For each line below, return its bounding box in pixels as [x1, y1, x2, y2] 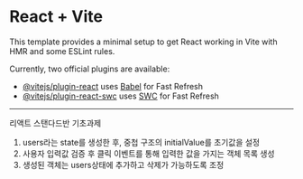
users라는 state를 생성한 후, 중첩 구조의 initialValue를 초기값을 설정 [22, 137, 260, 147]
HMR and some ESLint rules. [9, 45, 115, 56]
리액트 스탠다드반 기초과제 [9, 118, 102, 128]
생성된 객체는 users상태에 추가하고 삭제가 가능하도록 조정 [22, 159, 225, 170]
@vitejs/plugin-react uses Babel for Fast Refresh [22, 80, 204, 91]
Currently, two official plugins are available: [9, 63, 170, 74]
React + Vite [9, 6, 104, 27]
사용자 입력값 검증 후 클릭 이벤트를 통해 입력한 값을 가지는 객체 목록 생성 [22, 147, 275, 159]
